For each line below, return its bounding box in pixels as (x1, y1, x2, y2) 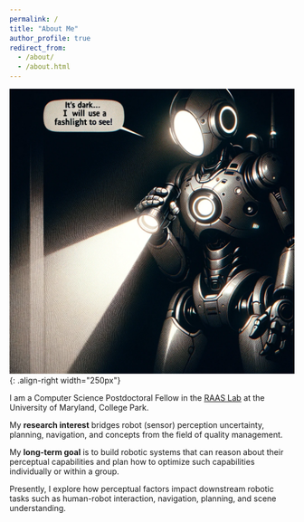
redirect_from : (9, 43, 67, 52)
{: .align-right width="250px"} (9, 375, 121, 385)
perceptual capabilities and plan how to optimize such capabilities (9, 457, 255, 467)
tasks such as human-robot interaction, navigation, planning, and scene (9, 493, 277, 504)
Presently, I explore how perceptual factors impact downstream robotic (9, 484, 274, 494)
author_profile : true (9, 33, 91, 43)
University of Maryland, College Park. (9, 403, 149, 413)
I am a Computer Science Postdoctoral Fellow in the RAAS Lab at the (9, 393, 265, 403)
